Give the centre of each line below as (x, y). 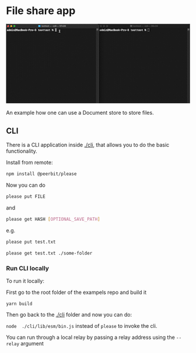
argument (32, 344)
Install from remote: (29, 163)
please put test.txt (31, 242)
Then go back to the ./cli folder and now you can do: (69, 315)
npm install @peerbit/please (41, 174)
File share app (41, 11)
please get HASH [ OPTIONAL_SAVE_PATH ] (53, 220)
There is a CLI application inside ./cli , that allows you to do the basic (88, 145)
